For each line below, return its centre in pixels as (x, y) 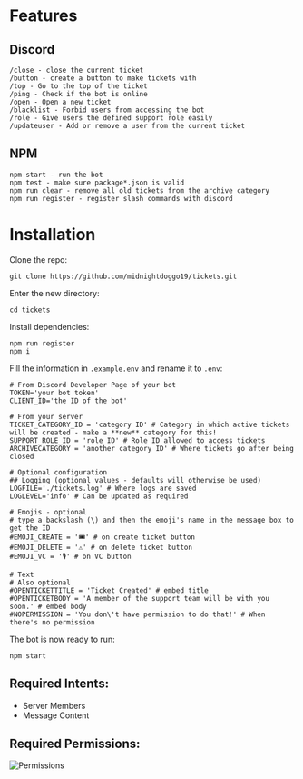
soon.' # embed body (49, 606)
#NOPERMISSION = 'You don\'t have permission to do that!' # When (137, 614)
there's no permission (52, 622)
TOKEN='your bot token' (54, 393)
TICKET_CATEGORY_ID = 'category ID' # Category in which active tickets (150, 424)
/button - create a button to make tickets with (103, 78)
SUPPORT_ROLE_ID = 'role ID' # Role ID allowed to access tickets (137, 440)
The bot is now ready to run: (62, 639)
